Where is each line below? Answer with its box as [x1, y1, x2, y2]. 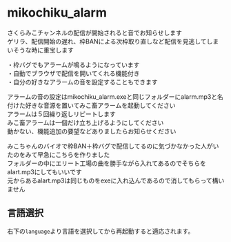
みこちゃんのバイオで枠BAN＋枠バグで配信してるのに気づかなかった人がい [7, 142, 219, 150]
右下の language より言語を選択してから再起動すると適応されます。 [7, 227, 194, 235]
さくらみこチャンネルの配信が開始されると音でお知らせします [7, 28, 183, 37]
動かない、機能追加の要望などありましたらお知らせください [7, 127, 177, 136]
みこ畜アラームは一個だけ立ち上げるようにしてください [7, 118, 164, 127]
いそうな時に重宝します [7, 46, 74, 54]
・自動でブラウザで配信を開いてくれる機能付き [7, 69, 140, 77]
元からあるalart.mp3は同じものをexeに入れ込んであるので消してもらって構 [7, 176, 219, 185]
